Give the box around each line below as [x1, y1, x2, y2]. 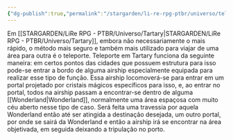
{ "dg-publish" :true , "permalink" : [7, 10, 104, 17]
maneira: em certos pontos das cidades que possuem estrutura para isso [7, 58, 216, 67]
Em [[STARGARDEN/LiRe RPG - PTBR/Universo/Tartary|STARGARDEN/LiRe [7, 29, 221, 37]
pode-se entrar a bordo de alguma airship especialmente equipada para [7, 66, 213, 74]
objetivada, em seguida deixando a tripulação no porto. [7, 125, 165, 133]
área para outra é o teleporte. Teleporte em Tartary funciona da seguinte [7, 51, 215, 60]
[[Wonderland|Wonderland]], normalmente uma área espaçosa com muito [7, 95, 218, 104]
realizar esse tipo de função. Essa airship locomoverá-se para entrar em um [7, 73, 224, 82]
